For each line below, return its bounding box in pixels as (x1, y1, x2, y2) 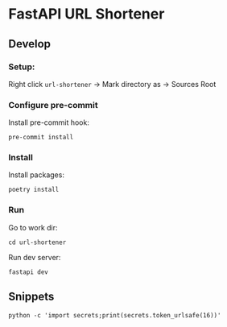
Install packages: (8, 170, 64, 180)
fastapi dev (8, 267, 48, 276)
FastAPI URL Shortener (8, 5, 165, 23)
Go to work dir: (8, 222, 58, 232)
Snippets (8, 290, 55, 304)
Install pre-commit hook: (8, 118, 90, 127)
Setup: (8, 61, 35, 72)
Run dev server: (8, 252, 61, 262)
